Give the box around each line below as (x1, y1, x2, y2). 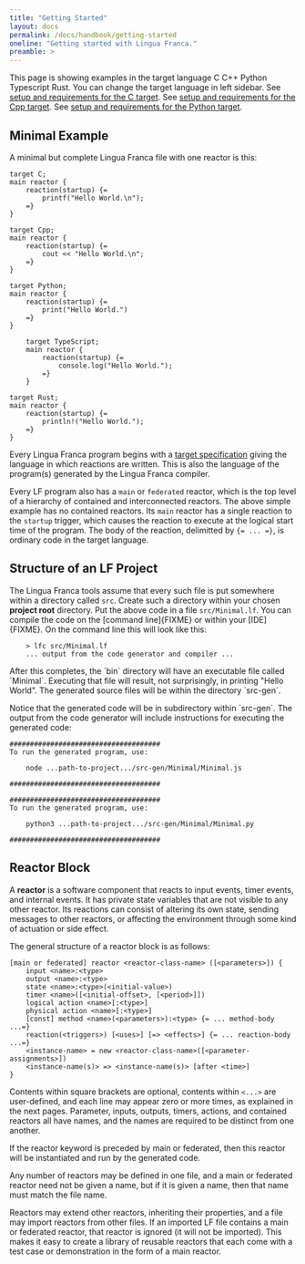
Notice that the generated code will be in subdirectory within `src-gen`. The (9, 702, 293, 713)
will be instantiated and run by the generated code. (9, 1152, 201, 1163)
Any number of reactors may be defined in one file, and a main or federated (9, 1169, 293, 1181)
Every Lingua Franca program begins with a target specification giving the (9, 449, 288, 460)
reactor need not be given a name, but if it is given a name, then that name (9, 1179, 290, 1190)
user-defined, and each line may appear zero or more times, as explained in (9, 1095, 294, 1106)
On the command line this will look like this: (45, 624, 207, 635)
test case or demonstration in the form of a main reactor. (9, 1246, 221, 1257)
